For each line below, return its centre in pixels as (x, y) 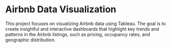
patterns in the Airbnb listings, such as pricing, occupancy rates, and (78, 34)
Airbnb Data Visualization (61, 9)
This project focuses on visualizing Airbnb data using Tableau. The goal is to (86, 23)
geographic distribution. (31, 40)
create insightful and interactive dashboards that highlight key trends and (82, 29)
